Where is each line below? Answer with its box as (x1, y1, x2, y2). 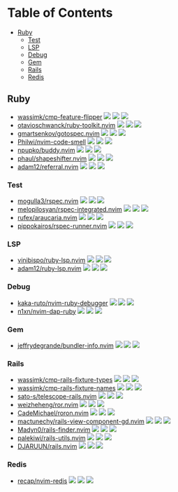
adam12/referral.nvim (17, 163, 79, 171)
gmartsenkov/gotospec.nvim (17, 129, 100, 137)
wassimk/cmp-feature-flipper (17, 112, 103, 121)
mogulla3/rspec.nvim (17, 197, 79, 205)
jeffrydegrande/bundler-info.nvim (17, 341, 114, 350)
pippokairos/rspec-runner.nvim (17, 222, 107, 231)
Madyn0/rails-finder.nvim (17, 425, 91, 434)
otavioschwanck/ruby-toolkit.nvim (17, 121, 116, 129)
